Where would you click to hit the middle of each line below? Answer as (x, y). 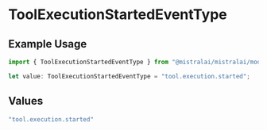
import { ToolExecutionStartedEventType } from (89, 62)
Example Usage (48, 44)
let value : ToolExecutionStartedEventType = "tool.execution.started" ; (129, 76)
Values (26, 101)
